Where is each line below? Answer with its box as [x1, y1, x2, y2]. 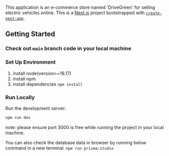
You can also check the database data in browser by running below [5, 139, 147, 145]
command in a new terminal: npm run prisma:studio [5, 145, 114, 151]
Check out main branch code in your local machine [5, 45, 131, 52]
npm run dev [5, 115, 31, 120]
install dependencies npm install [12, 81, 83, 87]
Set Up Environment [5, 58, 56, 66]
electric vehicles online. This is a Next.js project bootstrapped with [5, 10, 145, 16]
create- [146, 11, 162, 16]
